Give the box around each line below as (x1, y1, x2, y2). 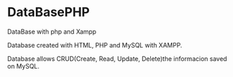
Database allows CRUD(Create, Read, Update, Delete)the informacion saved (7, 54, 227, 63)
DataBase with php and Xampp (7, 27, 97, 36)
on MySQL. (7, 62, 40, 70)
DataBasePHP (7, 4, 90, 20)
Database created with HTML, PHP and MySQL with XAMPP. (7, 41, 182, 49)
